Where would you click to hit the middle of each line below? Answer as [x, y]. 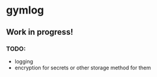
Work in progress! [40, 32]
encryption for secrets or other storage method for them [83, 68]
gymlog [25, 10]
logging [24, 61]
